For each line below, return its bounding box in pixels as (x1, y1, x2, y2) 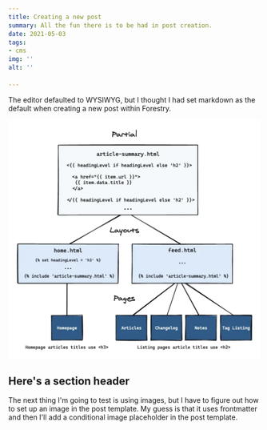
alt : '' (8, 64, 34, 72)
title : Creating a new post (8, 13, 102, 21)
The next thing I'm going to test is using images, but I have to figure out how (8, 395, 259, 404)
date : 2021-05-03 (8, 30, 66, 38)
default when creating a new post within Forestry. (8, 103, 172, 113)
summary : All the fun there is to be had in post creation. (8, 21, 213, 30)
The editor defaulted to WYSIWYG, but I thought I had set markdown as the (8, 94, 256, 104)
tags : (8, 38, 26, 46)
